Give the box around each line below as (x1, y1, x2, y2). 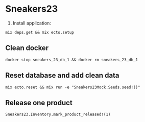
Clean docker (5, 44, 49, 53)
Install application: (12, 20, 51, 26)
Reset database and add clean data (5, 71, 119, 80)
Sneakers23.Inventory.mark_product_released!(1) (5, 112, 111, 117)
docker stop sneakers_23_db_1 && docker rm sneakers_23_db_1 (5, 57, 138, 62)
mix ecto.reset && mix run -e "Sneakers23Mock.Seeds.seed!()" (5, 85, 140, 90)
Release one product (5, 98, 72, 107)
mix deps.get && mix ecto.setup (5, 30, 74, 35)
